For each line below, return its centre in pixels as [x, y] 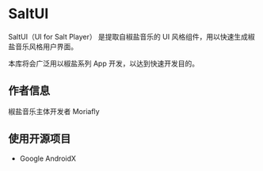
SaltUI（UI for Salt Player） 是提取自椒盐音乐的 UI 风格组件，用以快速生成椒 [131, 36]
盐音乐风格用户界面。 [43, 46]
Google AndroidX [48, 158]
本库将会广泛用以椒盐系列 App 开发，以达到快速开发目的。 [104, 63]
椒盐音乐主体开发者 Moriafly [54, 111]
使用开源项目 [40, 139]
